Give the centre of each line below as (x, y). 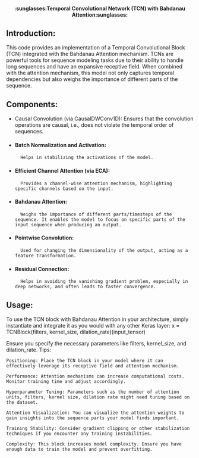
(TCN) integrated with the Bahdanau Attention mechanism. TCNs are (90, 54)
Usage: (20, 305)
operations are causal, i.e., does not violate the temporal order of (94, 125)
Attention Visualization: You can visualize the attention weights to (95, 413)
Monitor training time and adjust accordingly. (66, 382)
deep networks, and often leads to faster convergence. (85, 287)
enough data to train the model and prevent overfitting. (79, 450)
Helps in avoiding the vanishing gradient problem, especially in (104, 282)
